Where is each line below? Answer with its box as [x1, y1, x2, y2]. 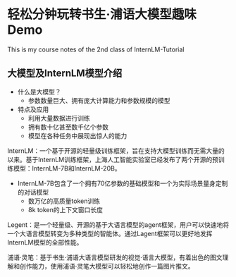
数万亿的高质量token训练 [27, 197, 101, 205]
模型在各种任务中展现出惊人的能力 [27, 131, 128, 140]
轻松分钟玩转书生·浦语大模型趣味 [7, 6, 197, 23]
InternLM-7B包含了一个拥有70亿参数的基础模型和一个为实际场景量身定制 [17, 179, 228, 187]
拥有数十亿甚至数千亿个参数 [27, 123, 109, 131]
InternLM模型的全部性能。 [7, 238, 83, 247]
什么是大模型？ [17, 87, 61, 96]
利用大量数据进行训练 [27, 113, 90, 122]
